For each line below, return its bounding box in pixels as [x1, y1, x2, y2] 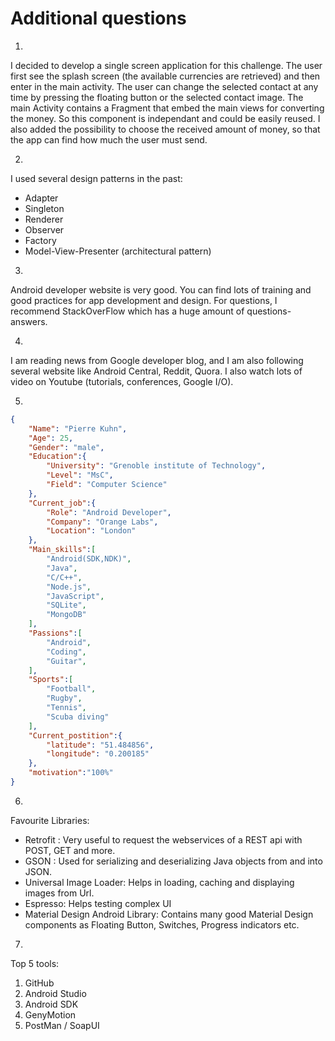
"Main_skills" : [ [28, 545, 97, 555]
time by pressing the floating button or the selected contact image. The [10, 91, 304, 103]
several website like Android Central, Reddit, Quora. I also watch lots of [10, 365, 303, 377]
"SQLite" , [46, 600, 87, 611]
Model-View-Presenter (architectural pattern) [24, 245, 212, 257]
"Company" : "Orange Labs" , [46, 517, 159, 527]
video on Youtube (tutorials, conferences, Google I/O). [10, 375, 234, 387]
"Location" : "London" [46, 526, 137, 536]
